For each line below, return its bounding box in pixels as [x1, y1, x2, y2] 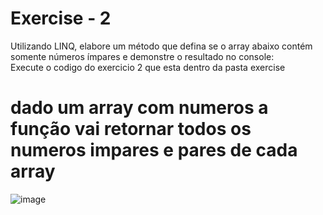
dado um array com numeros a [10, 97, 269, 119]
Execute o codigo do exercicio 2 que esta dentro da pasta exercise [10, 61, 286, 73]
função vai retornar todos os [10, 118, 252, 141]
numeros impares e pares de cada [10, 139, 298, 162]
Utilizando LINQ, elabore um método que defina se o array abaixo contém [10, 40, 313, 52]
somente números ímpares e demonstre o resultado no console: [10, 50, 275, 62]
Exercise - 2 [10, 7, 112, 30]
